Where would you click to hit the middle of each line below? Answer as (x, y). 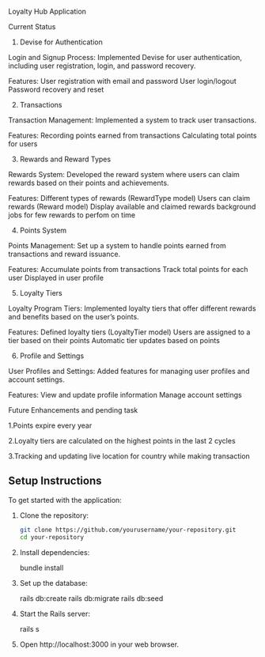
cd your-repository (52, 537)
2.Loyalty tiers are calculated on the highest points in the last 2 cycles (122, 441)
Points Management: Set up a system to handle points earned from (117, 245)
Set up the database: (54, 583)
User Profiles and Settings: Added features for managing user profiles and (129, 371)
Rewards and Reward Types (65, 159)
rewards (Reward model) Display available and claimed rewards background (132, 206)
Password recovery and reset (56, 89)
